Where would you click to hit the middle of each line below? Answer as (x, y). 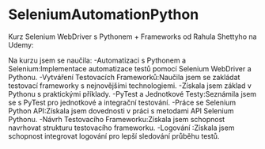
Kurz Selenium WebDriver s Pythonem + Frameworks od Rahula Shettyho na (132, 36)
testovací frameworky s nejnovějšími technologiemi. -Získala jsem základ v (130, 86)
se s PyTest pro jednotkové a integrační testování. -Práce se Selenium (122, 102)
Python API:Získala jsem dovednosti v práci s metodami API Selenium (121, 111)
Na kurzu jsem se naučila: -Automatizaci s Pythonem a (97, 60)
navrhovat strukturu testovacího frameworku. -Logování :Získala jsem (121, 128)
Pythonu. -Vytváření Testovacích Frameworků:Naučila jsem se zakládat (124, 77)
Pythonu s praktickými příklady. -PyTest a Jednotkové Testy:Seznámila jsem (132, 94)
